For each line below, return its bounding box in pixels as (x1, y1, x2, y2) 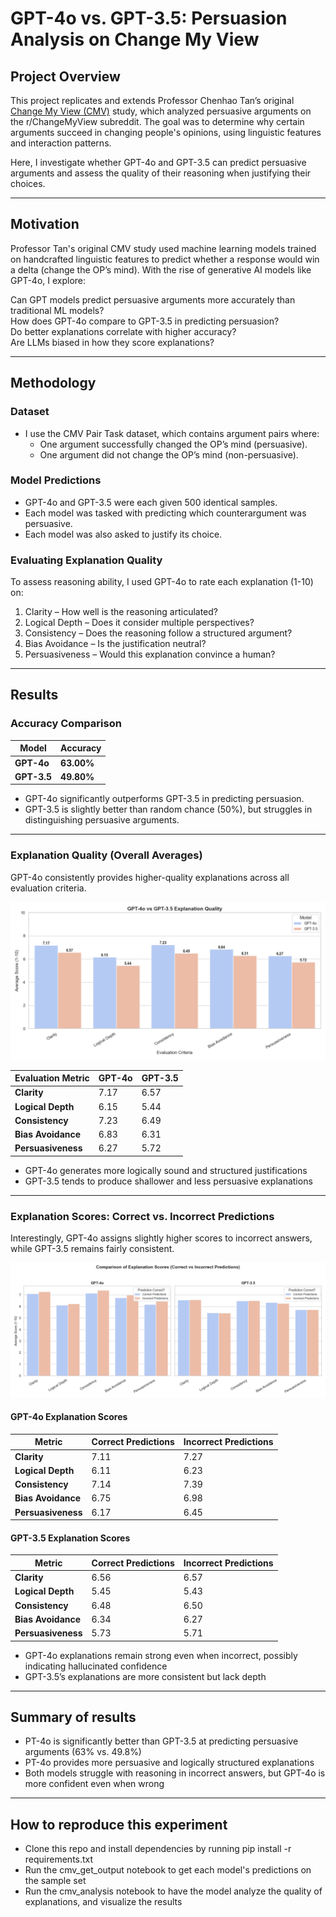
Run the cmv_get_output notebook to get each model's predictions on (24, 1864, 312, 1876)
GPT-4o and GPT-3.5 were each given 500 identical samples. (24, 496, 278, 508)
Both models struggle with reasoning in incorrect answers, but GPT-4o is (24, 1767, 326, 1779)
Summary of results (10, 1709, 137, 1726)
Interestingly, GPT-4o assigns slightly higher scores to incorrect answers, (10, 1232, 313, 1244)
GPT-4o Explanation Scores (10, 1411, 128, 1423)
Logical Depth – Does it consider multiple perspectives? (24, 617, 255, 629)
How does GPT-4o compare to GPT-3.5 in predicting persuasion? (10, 315, 280, 327)
